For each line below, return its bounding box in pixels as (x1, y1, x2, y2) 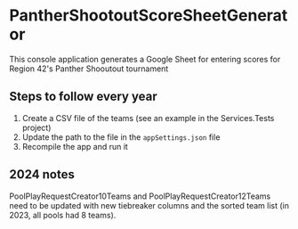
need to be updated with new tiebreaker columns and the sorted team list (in (9, 200, 289, 210)
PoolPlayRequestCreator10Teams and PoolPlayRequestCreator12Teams (9, 191, 271, 201)
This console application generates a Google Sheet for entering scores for (9, 53, 281, 64)
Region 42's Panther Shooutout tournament (9, 63, 169, 74)
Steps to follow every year (9, 89, 157, 104)
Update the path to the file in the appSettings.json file (21, 131, 221, 143)
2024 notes (9, 167, 76, 183)
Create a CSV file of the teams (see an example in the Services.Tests (21, 112, 275, 123)
